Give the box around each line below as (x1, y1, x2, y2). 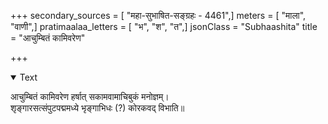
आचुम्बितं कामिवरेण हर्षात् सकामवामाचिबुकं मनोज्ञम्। (10, 91, 170, 102)
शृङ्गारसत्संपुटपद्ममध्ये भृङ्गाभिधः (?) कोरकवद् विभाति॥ (10, 102, 185, 114)
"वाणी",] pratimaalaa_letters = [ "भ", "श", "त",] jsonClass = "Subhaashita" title (10, 21, 318, 32)
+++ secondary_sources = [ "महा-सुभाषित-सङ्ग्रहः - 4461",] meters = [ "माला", (10, 10, 307, 21)
